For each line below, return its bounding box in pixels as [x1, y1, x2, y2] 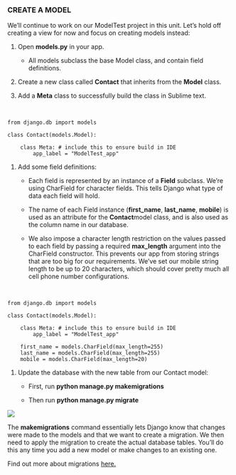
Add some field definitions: [17, 162, 97, 172]
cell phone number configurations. [28, 272, 130, 281]
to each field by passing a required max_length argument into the [28, 242, 222, 251]
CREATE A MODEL [7, 5, 72, 15]
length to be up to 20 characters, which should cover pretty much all [28, 265, 230, 273]
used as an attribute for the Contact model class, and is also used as [28, 213, 229, 221]
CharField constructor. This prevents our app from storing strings [28, 249, 220, 258]
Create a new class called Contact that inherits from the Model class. [17, 78, 222, 86]
